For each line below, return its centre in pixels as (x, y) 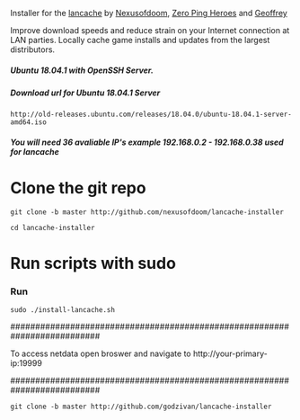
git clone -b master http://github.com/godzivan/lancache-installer (141, 407)
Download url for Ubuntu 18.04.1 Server (85, 93)
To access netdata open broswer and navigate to (101, 353)
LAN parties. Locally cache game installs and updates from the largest (140, 40)
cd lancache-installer (53, 228)
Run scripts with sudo (93, 264)
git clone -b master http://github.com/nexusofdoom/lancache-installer (147, 212)
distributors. (33, 49)
